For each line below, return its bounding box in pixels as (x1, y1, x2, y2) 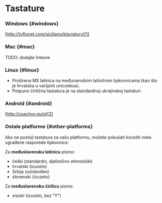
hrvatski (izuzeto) (12, 163, 48, 169)
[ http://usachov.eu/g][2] (5, 111, 53, 117)
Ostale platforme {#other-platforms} (5, 123, 93, 130)
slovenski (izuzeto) (12, 173, 50, 180)
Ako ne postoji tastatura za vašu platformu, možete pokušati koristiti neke (5, 134, 152, 140)
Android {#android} (5, 100, 52, 107)
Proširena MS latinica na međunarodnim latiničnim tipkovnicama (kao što (12, 78, 158, 84)
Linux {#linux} (5, 67, 40, 73)
